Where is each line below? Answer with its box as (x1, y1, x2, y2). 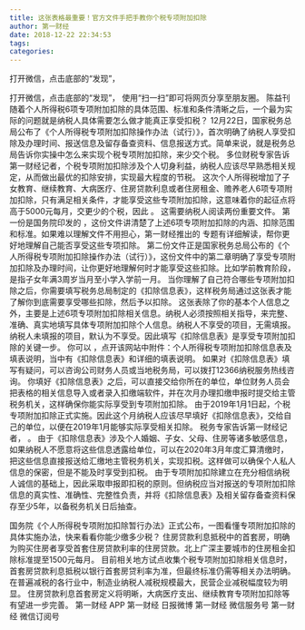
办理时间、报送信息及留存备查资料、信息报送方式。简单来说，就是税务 (25, 138, 288, 149)
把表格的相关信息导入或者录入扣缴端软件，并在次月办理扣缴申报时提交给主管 (9, 388, 296, 399)
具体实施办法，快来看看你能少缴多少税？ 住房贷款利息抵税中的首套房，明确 (9, 532, 290, 543)
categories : (9, 47, 54, 56)
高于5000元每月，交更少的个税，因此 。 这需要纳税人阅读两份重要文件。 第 (9, 206, 290, 217)
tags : (9, 38, 30, 48)
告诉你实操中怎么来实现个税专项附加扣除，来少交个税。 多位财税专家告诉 (16, 149, 290, 160)
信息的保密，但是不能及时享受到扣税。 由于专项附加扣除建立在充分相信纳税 (9, 467, 290, 477)
